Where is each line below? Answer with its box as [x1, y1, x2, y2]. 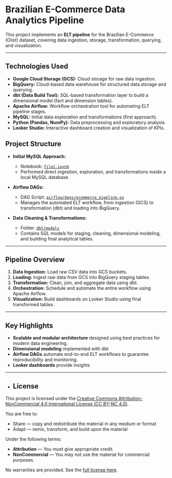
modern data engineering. [12, 340, 68, 347]
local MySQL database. [20, 174, 70, 180]
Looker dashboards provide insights [12, 362, 91, 368]
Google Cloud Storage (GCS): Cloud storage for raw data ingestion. [12, 75, 156, 82]
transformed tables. [12, 302, 55, 308]
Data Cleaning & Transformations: [12, 214, 87, 221]
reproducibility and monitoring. [12, 356, 78, 363]
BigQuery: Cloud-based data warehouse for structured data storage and [12, 81, 166, 87]
